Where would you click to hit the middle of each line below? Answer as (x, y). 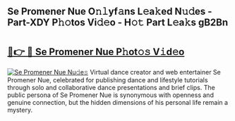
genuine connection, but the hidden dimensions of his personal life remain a (117, 102)
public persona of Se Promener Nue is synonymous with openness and (110, 95)
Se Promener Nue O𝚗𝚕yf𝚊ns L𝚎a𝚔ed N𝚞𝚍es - (110, 12)
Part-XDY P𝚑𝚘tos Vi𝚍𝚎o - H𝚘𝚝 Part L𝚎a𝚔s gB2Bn (118, 23)
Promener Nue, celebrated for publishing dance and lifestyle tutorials (108, 80)
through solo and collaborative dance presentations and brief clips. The (111, 88)
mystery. (20, 110)
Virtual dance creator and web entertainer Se (155, 72)
